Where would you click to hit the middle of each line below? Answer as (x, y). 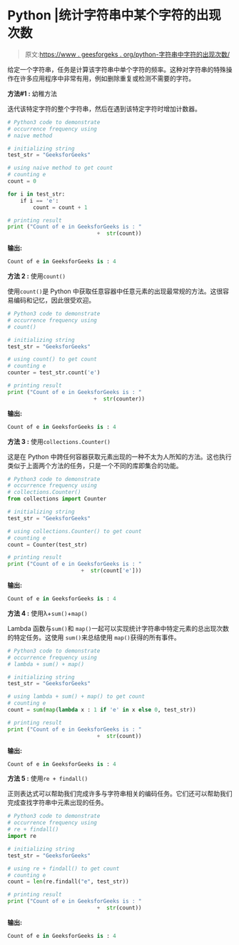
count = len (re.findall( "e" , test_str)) (68, 882)
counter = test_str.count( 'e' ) (54, 373)
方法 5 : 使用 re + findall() (48, 779)
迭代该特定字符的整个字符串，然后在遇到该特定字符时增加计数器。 (104, 108)
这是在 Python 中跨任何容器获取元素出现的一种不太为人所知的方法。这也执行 (119, 456)
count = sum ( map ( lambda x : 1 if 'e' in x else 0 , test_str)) (102, 710)
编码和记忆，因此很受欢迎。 (54, 300)
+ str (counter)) (119, 399)
